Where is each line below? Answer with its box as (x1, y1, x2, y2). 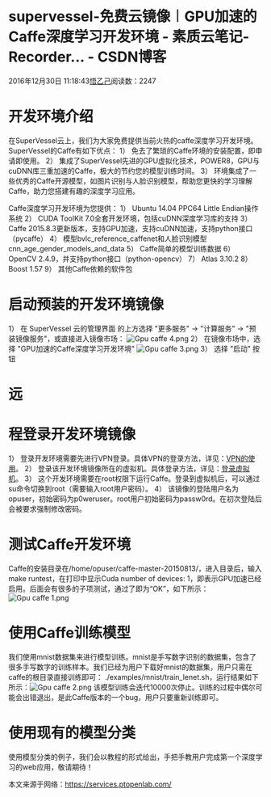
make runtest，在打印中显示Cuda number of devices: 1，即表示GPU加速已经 (8, 573, 262, 583)
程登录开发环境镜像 (8, 425, 136, 444)
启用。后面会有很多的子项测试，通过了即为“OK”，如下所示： (8, 584, 209, 593)
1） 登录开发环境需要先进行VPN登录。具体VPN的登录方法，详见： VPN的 (8, 453, 248, 463)
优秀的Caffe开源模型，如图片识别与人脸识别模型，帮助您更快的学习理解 (15, 175, 252, 186)
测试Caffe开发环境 (8, 535, 131, 554)
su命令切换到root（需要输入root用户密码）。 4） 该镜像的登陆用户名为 (8, 483, 240, 493)
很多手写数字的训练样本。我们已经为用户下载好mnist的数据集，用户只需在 (8, 662, 252, 672)
